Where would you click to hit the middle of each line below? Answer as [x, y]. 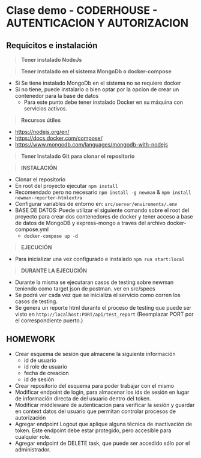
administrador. [33, 449]
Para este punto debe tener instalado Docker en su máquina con [103, 102]
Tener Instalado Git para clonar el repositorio [78, 156]
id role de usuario [46, 366]
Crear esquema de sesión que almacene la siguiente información [95, 354]
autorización [30, 417]
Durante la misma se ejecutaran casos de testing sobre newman [94, 282]
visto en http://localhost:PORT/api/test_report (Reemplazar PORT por [104, 314]
